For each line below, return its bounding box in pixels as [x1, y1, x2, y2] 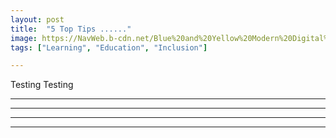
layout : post [10, 14, 65, 25]
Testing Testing [10, 79, 74, 91]
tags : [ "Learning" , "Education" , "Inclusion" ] [10, 42, 208, 53]
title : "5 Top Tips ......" [10, 24, 132, 34]
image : [10, 33, 38, 43]
